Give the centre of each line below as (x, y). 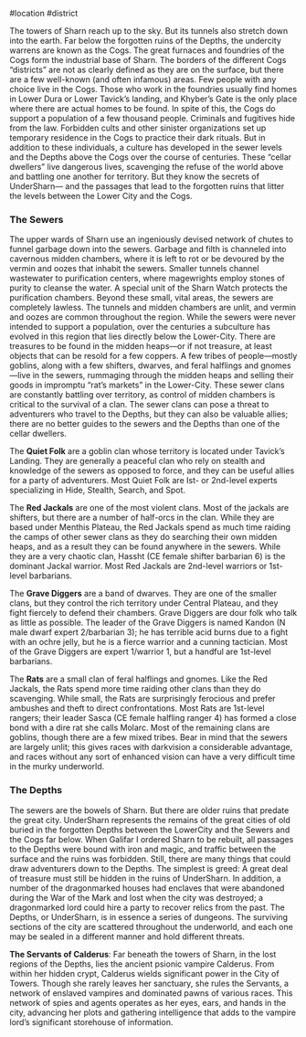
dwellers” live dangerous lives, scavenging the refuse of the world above (147, 167)
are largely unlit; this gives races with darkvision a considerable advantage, (151, 747)
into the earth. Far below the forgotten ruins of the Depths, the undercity (145, 41)
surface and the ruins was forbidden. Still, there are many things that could (150, 859)
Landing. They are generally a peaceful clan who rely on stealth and (137, 461)
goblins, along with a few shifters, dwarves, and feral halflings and (134, 365)
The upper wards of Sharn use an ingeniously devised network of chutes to (152, 239)
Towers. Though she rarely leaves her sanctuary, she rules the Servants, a (149, 983)
